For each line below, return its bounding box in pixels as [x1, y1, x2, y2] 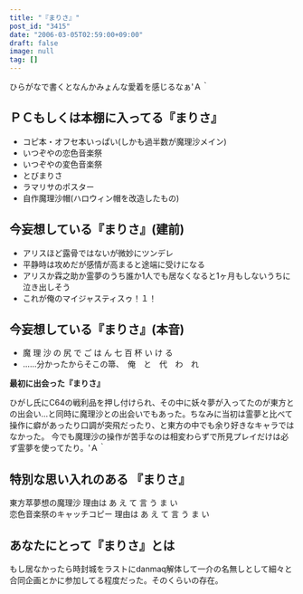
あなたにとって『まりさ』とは [9, 538, 175, 553]
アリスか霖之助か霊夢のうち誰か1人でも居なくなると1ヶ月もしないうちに [22, 270, 291, 281]
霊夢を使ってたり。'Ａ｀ [16, 443, 107, 454]
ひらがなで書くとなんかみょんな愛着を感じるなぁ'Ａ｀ [9, 81, 210, 91]
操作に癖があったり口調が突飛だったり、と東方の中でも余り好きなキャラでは [9, 420, 295, 431]
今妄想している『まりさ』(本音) [9, 322, 185, 338]
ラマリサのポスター [22, 181, 95, 192]
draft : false [9, 38, 59, 48]
